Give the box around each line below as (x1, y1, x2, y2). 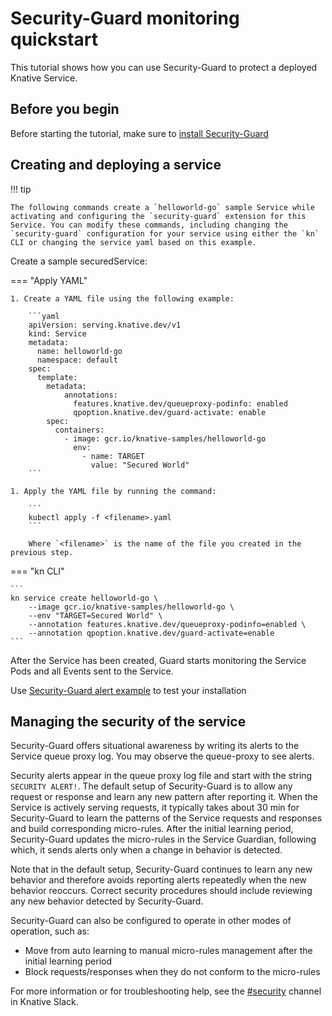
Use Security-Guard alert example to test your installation (10, 684, 247, 696)
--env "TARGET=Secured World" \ (28, 610, 163, 621)
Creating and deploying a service (10, 157, 222, 174)
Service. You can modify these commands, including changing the (10, 220, 288, 230)
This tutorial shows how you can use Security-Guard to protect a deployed (10, 61, 318, 73)
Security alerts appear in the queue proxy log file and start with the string (10, 770, 313, 782)
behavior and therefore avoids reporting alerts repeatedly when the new (10, 874, 307, 886)
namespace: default (36, 355, 118, 365)
